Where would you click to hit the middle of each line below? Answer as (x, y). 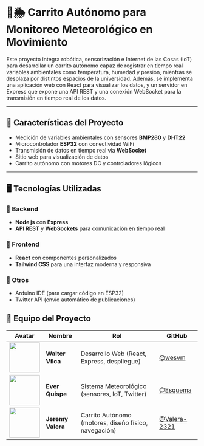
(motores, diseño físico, (114, 422)
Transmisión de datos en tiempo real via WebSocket (81, 150)
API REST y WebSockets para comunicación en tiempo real (90, 228)
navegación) (98, 430)
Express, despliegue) (110, 361)
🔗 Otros (18, 280)
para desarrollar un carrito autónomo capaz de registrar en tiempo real (95, 66)
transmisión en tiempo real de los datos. (56, 98)
